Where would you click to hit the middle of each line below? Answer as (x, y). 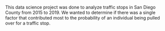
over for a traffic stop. (28, 23)
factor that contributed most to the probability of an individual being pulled (83, 18)
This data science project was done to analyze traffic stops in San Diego (80, 7)
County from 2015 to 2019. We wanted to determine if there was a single (80, 12)
